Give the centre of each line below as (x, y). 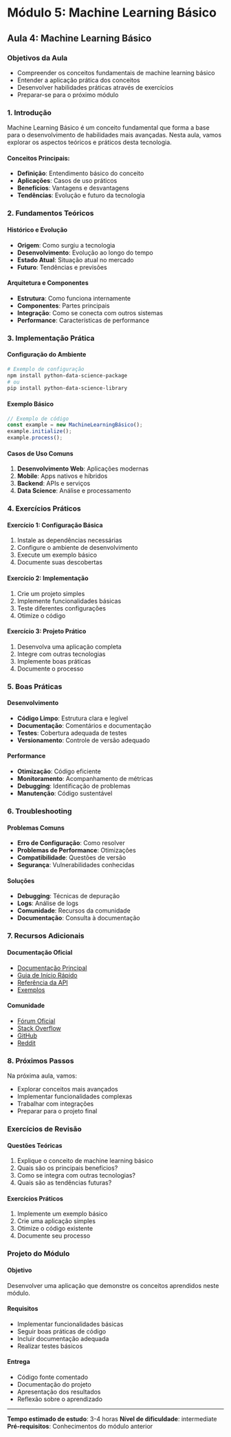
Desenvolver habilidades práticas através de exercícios (95, 87)
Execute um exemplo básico (57, 555)
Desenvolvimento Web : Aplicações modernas (83, 469)
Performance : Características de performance (83, 320)
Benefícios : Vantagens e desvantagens (73, 188)
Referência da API (43, 982)
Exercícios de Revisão (45, 1129)
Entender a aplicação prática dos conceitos (78, 80)
